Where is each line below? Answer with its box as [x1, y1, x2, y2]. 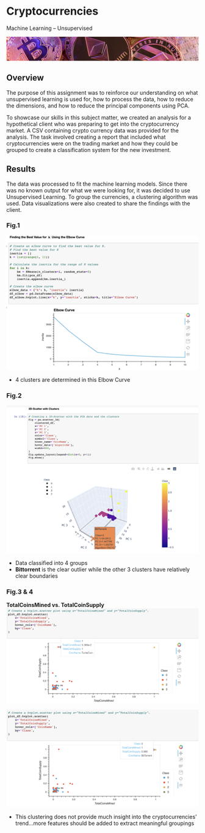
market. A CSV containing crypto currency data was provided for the [6, 126, 179, 134]
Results [6, 164, 36, 175]
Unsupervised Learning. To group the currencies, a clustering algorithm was [6, 193, 198, 200]
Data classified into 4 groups [15, 559, 88, 566]
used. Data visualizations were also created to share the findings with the [6, 200, 190, 207]
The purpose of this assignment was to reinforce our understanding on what [6, 89, 198, 96]
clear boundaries [15, 572, 58, 580]
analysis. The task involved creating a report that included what [6, 133, 166, 140]
